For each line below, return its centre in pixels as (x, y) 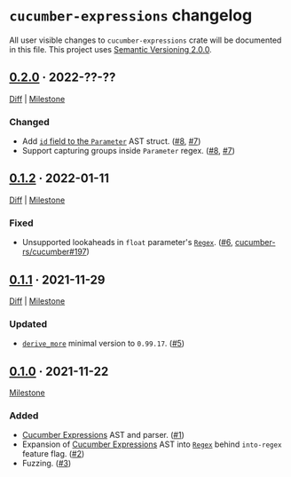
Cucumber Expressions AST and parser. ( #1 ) (103, 435)
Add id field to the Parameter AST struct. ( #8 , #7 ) (111, 141)
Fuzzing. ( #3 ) (47, 464)
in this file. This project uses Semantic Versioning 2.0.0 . (110, 49)
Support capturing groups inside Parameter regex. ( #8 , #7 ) (128, 151)
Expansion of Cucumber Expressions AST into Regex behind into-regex (152, 444)
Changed (30, 122)
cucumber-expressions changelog (131, 16)
